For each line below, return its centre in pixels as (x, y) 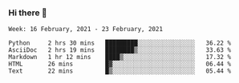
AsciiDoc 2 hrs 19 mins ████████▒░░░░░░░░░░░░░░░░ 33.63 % (119, 50)
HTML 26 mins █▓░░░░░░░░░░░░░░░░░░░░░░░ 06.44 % (119, 64)
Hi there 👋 (28, 13)
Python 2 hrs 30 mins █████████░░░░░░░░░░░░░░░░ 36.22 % (119, 43)
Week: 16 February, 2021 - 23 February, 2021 (85, 30)
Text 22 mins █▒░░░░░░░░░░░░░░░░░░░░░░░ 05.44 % (119, 71)
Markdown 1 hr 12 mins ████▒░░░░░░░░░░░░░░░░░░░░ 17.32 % (119, 57)
